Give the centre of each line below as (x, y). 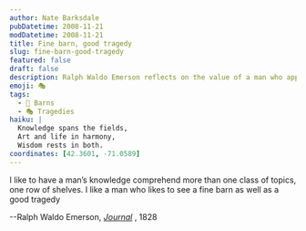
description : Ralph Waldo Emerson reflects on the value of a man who (146, 78)
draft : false (34, 69)
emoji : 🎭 (28, 86)
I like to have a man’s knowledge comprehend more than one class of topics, (153, 180)
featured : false (40, 60)
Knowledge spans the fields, (73, 129)
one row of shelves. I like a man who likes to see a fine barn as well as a (144, 189)
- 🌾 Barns (36, 103)
